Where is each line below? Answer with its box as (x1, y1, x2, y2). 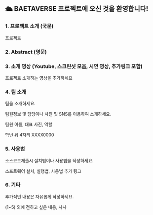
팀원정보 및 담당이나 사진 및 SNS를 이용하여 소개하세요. (5, 111, 112, 117)
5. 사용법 (5, 146, 25, 153)
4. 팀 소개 (5, 88, 27, 95)
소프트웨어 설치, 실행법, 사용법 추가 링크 (5, 168, 81, 174)
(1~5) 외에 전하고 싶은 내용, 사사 (5, 204, 67, 210)
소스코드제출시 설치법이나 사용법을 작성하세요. (5, 157, 94, 163)
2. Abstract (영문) (5, 48, 47, 55)
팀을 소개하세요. (5, 100, 36, 107)
